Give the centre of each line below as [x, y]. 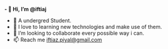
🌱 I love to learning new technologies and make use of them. [88, 27]
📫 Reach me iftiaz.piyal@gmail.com [57, 40]
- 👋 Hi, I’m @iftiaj [26, 9]
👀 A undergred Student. [42, 20]
